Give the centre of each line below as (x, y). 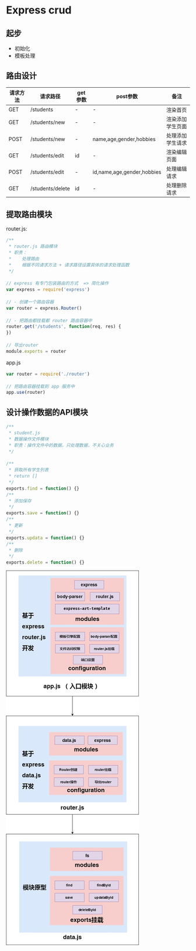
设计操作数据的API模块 (47, 412)
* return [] (23, 476)
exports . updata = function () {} (45, 538)
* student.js (24, 433)
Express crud (39, 10)
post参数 (127, 97)
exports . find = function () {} (43, 488)
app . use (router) (26, 393)
